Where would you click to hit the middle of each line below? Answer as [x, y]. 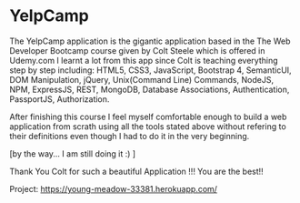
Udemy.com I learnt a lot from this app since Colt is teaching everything [144, 60]
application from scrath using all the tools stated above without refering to [148, 126]
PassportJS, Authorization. [60, 99]
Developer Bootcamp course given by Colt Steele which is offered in [137, 50]
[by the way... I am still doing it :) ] [73, 153]
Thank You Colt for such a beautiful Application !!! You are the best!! [136, 171]
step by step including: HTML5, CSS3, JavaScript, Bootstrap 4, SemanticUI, [151, 70]
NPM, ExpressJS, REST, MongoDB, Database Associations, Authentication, [150, 89]
